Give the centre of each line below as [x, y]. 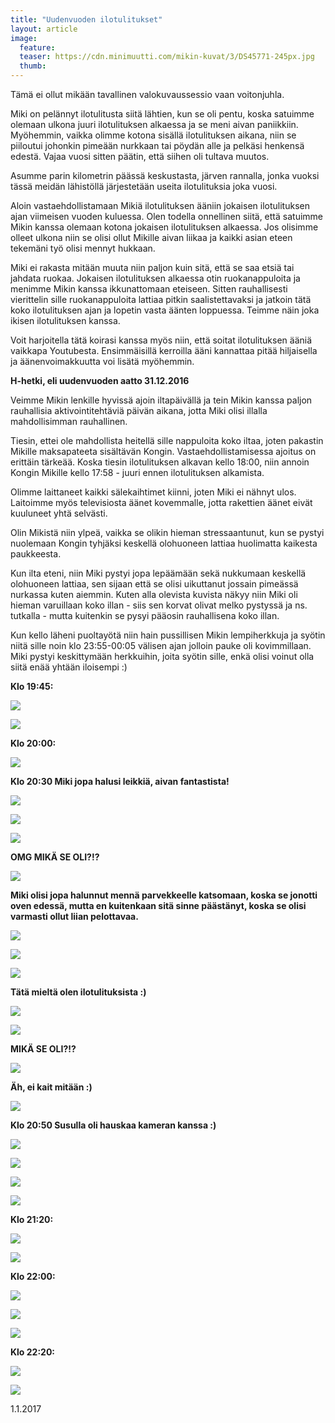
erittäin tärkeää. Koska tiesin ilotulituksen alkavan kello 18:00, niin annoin [160, 462]
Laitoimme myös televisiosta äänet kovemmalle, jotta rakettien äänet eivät [161, 502]
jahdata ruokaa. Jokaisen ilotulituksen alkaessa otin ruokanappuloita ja [155, 278]
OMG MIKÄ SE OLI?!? [55, 857]
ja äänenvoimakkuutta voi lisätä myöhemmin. [102, 361]
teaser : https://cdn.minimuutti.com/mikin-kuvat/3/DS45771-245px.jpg [167, 57]
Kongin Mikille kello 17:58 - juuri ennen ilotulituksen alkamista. [137, 472]
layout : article [44, 29]
